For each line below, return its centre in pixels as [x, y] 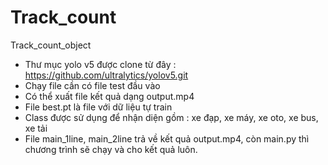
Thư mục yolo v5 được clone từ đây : [100, 64]
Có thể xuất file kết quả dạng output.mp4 [109, 96]
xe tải [36, 128]
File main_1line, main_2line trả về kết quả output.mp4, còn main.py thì [167, 138]
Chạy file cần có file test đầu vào [92, 85]
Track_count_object [51, 45]
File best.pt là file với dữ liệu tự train [98, 107]
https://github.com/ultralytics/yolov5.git [106, 75]
